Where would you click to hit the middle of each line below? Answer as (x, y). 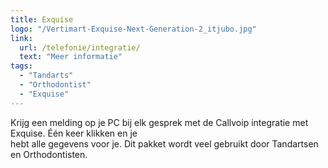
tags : (21, 66)
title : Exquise (42, 19)
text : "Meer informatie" (71, 57)
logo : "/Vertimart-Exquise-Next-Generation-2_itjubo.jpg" (133, 29)
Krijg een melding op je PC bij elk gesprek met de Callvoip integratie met (159, 122)
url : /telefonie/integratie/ (80, 47)
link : (21, 38)
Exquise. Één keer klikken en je (74, 133)
